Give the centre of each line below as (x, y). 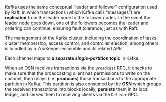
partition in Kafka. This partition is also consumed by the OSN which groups (83, 84)
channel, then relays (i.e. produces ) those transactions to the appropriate (81, 78)
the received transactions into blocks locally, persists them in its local (77, 89)
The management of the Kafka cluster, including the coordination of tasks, (82, 38)
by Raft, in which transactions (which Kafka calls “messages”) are (73, 12)
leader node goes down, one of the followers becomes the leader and (77, 23)
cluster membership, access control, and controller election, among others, (83, 43)
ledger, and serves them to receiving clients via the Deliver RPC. (72, 94)
